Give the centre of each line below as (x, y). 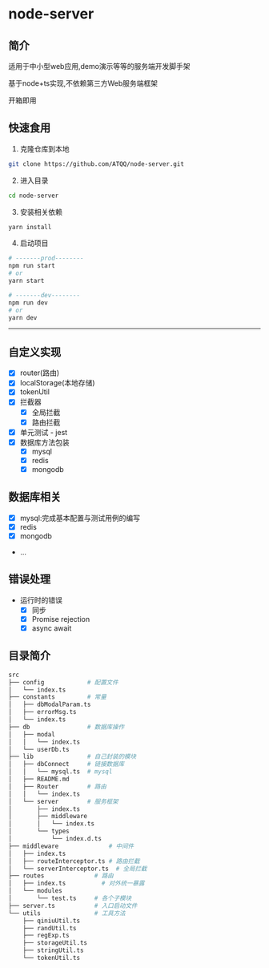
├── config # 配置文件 (63, 682)
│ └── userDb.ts (39, 749)
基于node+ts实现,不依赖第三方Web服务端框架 (83, 83)
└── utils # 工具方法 (67, 913)
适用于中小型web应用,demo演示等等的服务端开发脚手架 (99, 66)
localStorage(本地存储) (57, 383)
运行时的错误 (41, 600)
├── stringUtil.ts (53, 950)
